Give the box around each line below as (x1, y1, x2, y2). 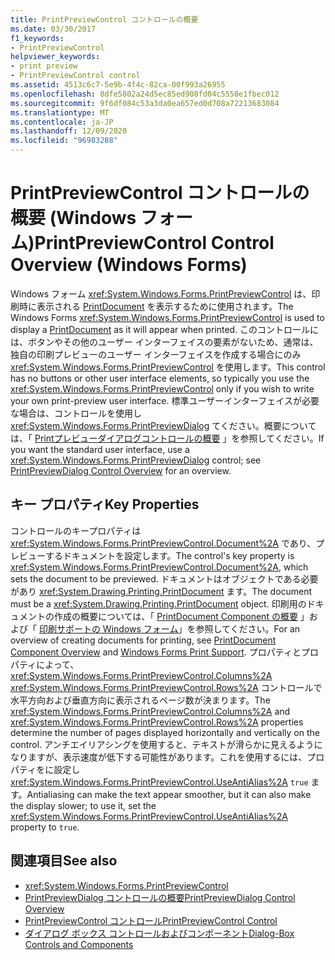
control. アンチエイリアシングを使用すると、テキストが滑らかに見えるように (10, 738, 323, 750)
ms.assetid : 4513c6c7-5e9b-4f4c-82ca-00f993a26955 (10, 80, 226, 90)
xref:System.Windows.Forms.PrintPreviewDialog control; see (10, 454, 262, 466)
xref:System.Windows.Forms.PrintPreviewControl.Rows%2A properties (10, 716, 304, 728)
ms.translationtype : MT (10, 107, 110, 118)
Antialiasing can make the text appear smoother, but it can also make (26, 788, 312, 800)
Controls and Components (24, 938, 134, 950)
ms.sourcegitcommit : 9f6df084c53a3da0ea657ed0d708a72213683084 (10, 98, 280, 108)
